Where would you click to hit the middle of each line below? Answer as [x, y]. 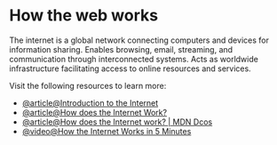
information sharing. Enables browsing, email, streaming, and [121, 49]
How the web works [83, 16]
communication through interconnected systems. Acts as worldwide [134, 59]
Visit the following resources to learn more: [88, 85]
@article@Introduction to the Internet [90, 102]
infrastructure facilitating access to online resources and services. [130, 68]
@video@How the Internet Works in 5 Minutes [107, 131]
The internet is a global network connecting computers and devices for [139, 40]
